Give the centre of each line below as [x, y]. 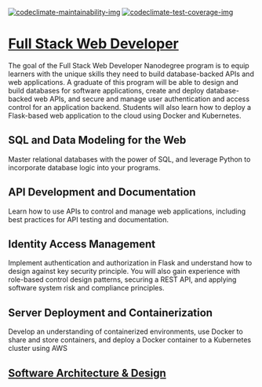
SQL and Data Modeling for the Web [97, 140]
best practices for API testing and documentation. [88, 219]
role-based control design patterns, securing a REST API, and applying [122, 279]
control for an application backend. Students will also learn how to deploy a [130, 107]
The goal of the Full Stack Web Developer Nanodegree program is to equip [129, 65]
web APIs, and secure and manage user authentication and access [142, 99]
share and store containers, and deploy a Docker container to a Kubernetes [130, 340]
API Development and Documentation [102, 192]
